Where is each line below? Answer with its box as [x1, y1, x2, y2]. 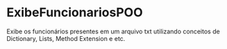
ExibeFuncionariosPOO [6, 5, 143, 20]
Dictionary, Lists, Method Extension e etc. [6, 34, 126, 42]
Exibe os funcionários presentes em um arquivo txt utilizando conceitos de [6, 27, 220, 35]
